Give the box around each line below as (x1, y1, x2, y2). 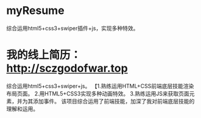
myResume (6, 4, 65, 18)
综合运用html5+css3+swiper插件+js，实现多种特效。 (6, 24, 139, 32)
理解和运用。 (6, 105, 38, 113)
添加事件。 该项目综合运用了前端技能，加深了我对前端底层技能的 (32, 97, 195, 105)
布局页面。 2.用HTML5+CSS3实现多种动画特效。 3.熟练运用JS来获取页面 (6, 89, 190, 97)
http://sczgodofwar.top (6, 61, 128, 75)
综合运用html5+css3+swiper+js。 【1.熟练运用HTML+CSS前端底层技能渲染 (6, 82, 194, 89)
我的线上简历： (6, 48, 82, 62)
